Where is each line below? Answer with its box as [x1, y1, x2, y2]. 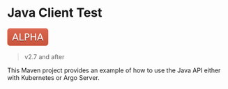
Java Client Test [7, 5, 102, 21]
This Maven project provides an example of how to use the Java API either [7, 66, 221, 74]
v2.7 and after [24, 52, 65, 60]
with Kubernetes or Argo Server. [7, 73, 100, 81]
